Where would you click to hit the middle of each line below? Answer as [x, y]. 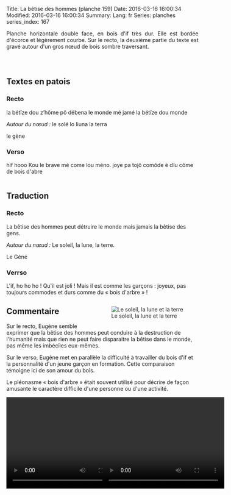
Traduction [28, 196]
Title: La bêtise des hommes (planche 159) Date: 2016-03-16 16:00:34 [94, 9]
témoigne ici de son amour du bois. [51, 370]
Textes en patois [38, 82]
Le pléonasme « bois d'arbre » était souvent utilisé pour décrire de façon [98, 382]
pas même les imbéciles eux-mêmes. [53, 345]
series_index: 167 [28, 22]
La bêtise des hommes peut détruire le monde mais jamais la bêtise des [96, 226]
